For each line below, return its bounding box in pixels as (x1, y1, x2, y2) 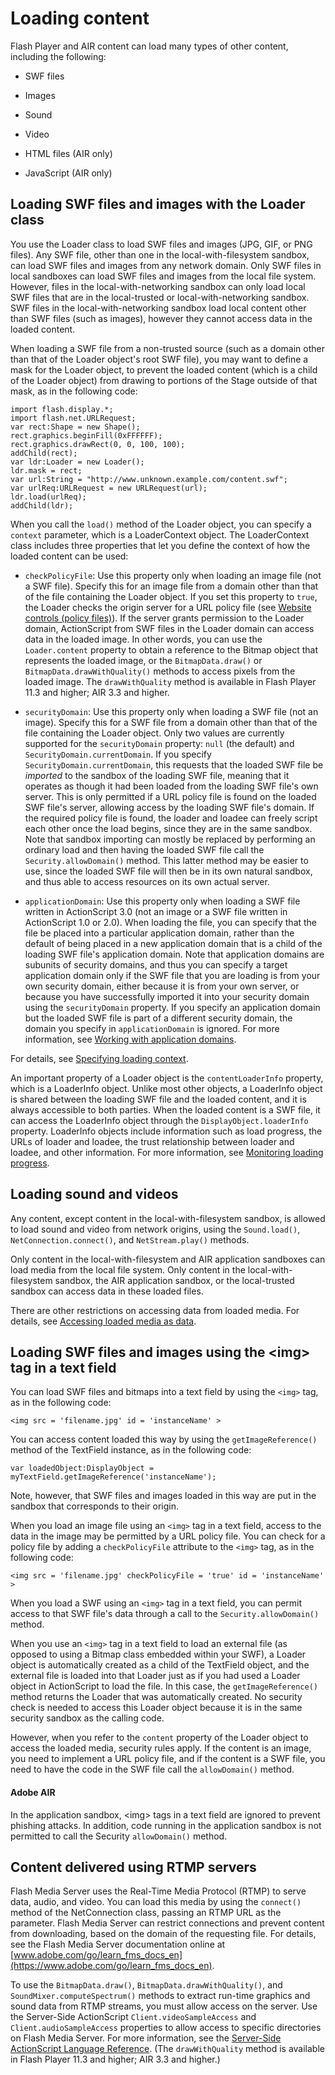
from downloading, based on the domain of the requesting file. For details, (10, 1928, 317, 1940)
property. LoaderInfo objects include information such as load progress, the (10, 1125, 323, 1137)
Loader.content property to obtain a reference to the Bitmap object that (24, 643, 319, 656)
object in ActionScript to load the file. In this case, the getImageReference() (10, 1680, 318, 1692)
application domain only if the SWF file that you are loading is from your (24, 969, 321, 981)
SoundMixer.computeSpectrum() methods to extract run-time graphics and (10, 1990, 311, 2002)
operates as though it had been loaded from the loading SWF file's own (24, 780, 319, 792)
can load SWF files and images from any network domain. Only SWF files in (10, 259, 322, 271)
